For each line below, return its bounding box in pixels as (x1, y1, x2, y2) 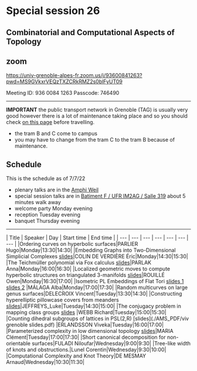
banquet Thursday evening (14, 218, 80, 225)
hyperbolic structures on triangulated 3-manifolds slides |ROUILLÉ (6, 272, 165, 279)
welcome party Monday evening (14, 205, 93, 212)
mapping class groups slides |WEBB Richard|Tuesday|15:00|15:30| (6, 309, 167, 316)
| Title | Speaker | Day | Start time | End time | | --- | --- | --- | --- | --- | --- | (6, 234, 189, 241)
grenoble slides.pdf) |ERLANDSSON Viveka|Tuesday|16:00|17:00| (6, 321, 164, 328)
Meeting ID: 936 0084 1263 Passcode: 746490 (6, 90, 120, 97)
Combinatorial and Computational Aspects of (6, 28, 175, 37)
